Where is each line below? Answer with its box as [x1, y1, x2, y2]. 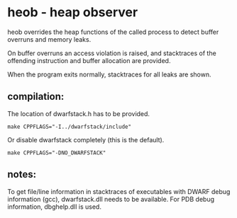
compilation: [7, 91, 65, 103]
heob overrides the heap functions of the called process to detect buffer [7, 28, 219, 36]
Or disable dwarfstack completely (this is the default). [7, 135, 165, 144]
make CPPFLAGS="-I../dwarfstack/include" [7, 123, 132, 130]
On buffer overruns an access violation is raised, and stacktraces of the [7, 49, 216, 57]
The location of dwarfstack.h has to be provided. [7, 109, 150, 117]
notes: [7, 168, 37, 180]
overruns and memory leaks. [7, 35, 92, 43]
